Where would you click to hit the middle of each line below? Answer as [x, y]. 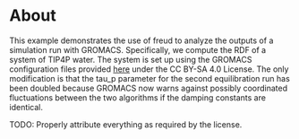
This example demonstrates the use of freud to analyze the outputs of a [141, 40]
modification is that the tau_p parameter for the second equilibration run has [150, 78]
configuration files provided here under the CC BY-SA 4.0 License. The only [149, 69]
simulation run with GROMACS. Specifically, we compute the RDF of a [138, 49]
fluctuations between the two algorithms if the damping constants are [138, 97]
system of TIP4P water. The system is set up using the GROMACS [131, 59]
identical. [26, 107]
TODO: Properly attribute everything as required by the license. [126, 124]
